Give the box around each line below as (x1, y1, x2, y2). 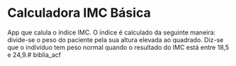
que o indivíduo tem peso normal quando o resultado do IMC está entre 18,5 (7, 43, 230, 51)
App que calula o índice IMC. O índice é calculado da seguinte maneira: (7, 28, 216, 37)
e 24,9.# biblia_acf (7, 51, 62, 59)
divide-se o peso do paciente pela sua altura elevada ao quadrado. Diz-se (7, 35, 224, 44)
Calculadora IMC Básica (7, 5, 151, 21)
